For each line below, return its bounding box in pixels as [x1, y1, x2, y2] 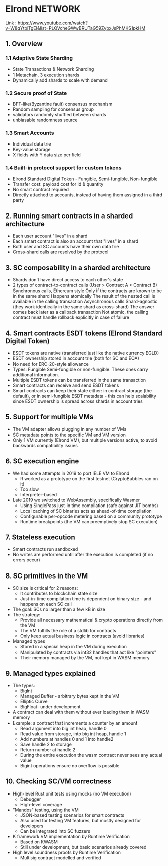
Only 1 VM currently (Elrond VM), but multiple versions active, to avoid [12, 437, 157, 443]
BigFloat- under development [20, 704, 81, 710]
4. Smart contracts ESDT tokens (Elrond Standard [5, 329, 163, 337]
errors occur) [12, 557, 40, 563]
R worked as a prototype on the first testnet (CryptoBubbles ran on [20, 475, 158, 481]
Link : [5, 20, 17, 26]
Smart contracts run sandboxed [12, 546, 78, 552]
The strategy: [12, 612, 41, 618]
